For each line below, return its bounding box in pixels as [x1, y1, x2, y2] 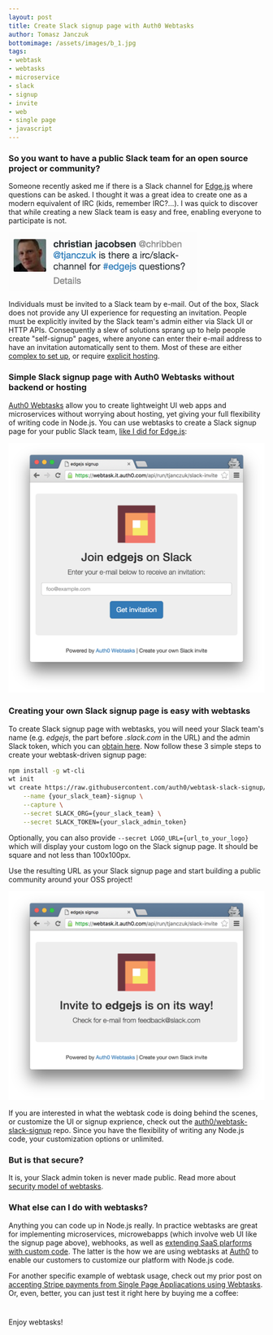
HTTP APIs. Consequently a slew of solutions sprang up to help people [8, 326, 246, 335]
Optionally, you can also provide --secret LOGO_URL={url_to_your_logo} [8, 833, 249, 843]
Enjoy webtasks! [8, 1317, 63, 1327]
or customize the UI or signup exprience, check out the [8, 1117, 193, 1127]
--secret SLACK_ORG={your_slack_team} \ [23, 809, 162, 817]
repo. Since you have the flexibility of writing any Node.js [53, 1126, 245, 1136]
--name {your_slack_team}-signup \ [23, 792, 144, 801]
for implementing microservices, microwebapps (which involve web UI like [8, 1229, 258, 1239]
